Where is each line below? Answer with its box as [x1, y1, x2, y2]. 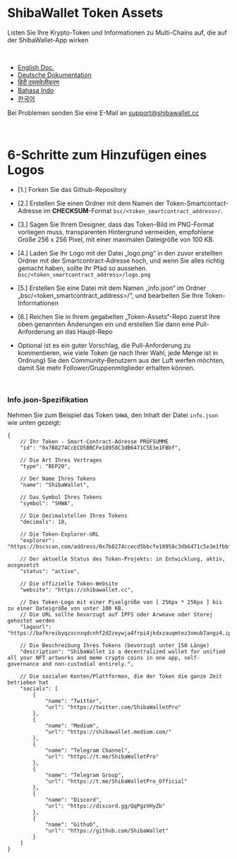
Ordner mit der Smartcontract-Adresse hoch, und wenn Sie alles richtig [17, 256, 224, 265]
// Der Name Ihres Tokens [20, 475, 97, 483]
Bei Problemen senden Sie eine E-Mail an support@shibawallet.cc [7, 108, 200, 117]
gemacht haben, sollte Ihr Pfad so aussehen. [17, 263, 147, 272]
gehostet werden [7, 618, 55, 625]
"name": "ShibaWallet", [20, 481, 90, 488]
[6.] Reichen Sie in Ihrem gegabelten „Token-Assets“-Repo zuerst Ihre [17, 312, 221, 320]
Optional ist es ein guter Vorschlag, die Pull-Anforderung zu [17, 341, 191, 349]
